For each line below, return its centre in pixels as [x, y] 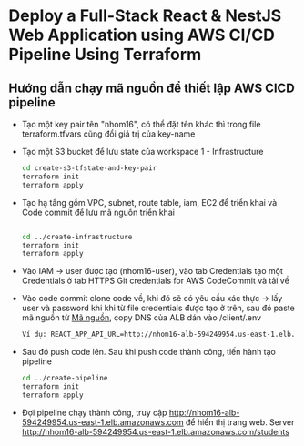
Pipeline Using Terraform [105, 55]
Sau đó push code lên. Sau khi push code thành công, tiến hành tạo [149, 352]
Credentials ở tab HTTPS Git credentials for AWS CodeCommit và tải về [156, 281]
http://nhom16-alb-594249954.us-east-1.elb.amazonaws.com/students [156, 431]
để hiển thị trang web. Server [240, 422]
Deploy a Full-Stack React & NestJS [145, 16]
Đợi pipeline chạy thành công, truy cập [94, 412]
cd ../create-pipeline [65, 379]
